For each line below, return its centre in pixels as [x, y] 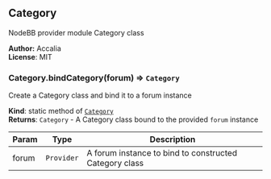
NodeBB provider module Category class [76, 32]
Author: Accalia [35, 48]
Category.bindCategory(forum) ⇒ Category [94, 77]
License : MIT [30, 56]
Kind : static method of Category [61, 111]
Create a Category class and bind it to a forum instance [100, 95]
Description [173, 139]
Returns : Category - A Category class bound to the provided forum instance [133, 119]
